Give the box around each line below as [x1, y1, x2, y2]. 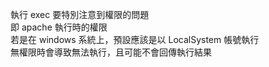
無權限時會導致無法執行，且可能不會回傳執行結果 [10, 46, 212, 58]
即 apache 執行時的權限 [10, 21, 108, 33]
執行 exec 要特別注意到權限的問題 [10, 9, 150, 20]
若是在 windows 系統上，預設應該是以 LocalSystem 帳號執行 [10, 34, 260, 45]
